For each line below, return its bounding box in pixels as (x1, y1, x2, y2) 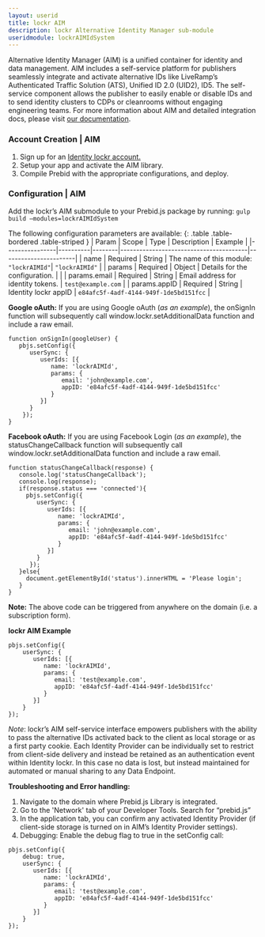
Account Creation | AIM (8, 134, 100, 145)
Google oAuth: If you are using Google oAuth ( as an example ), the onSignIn (8, 302, 256, 312)
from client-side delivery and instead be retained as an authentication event (8, 749, 256, 759)
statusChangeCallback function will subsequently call (8, 440, 184, 449)
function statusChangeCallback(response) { (8, 463, 154, 471)
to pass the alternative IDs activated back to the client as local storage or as (8, 732, 256, 742)
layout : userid (8, 11, 59, 20)
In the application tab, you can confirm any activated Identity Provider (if (19, 814, 256, 823)
